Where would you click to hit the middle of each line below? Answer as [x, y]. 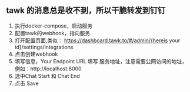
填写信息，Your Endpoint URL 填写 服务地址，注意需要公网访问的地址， [101, 61]
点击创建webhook [36, 54]
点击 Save [27, 83]
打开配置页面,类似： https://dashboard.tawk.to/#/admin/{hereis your [97, 40]
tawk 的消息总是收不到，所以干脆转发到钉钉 [86, 11]
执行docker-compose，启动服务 [54, 26]
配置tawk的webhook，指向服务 [52, 33]
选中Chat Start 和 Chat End [47, 76]
